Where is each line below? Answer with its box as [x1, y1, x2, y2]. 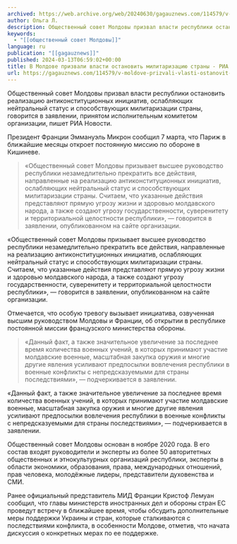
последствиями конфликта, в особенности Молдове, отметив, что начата [7, 521, 230, 530]
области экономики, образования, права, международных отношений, [7, 462, 222, 471]
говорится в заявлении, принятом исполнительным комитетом [7, 111, 197, 120]
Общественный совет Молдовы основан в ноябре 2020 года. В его [7, 439, 210, 449]
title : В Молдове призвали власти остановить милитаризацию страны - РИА [7, 63, 229, 70]
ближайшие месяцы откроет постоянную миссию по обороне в [7, 140, 200, 148]
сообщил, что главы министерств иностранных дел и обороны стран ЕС [7, 499, 226, 507]
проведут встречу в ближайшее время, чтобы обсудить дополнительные [7, 506, 229, 514]
